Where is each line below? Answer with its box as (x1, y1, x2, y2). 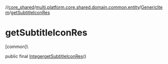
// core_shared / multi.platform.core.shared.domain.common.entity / (5, 4, 141, 10)
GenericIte (141, 4, 163, 10)
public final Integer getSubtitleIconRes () (5, 53, 87, 59)
